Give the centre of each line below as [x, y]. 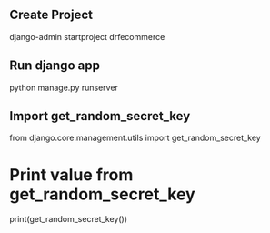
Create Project [51, 15]
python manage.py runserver [64, 87]
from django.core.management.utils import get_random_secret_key [135, 138]
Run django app [55, 66]
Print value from [71, 174]
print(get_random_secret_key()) [69, 219]
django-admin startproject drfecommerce [87, 36]
